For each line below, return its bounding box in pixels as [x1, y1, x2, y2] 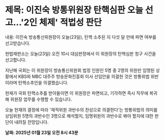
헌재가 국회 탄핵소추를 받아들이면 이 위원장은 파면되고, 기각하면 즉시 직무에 [5, 90, 149, 96]
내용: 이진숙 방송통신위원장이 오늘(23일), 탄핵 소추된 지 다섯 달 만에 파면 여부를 [5, 34, 157, 40]
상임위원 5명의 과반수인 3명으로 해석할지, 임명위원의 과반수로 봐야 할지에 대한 [5, 113, 154, 119]
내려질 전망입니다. [14, 119, 49, 125]
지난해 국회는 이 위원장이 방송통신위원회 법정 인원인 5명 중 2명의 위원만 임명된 [5, 67, 155, 73]
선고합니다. [5, 57, 27, 63]
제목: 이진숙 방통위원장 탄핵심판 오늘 [5, 4, 144, 16]
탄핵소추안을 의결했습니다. [18, 79, 69, 85]
